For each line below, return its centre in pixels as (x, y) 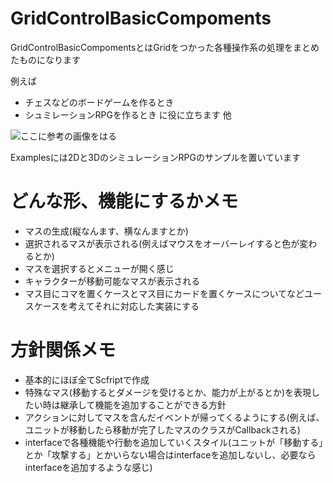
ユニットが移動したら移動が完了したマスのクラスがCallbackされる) (162, 429)
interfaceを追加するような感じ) (88, 467)
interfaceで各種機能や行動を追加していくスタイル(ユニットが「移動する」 (174, 442)
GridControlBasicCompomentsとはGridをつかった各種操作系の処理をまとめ (165, 47)
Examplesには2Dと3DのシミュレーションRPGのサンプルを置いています (156, 157)
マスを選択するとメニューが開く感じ (99, 268)
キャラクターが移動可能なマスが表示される (112, 281)
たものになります (45, 59)
